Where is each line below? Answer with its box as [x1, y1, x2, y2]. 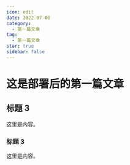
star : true [6, 43, 34, 50]
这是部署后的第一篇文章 [6, 77, 125, 90]
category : [6, 20, 32, 26]
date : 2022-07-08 [6, 15, 51, 21]
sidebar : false [6, 49, 45, 55]
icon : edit [6, 9, 34, 15]
